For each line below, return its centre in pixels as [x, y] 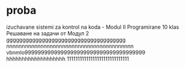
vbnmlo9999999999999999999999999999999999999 [76, 52]
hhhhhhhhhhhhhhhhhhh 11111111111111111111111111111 [68, 59]
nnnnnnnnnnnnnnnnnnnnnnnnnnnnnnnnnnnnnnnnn [70, 46]
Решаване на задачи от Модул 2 [48, 33]
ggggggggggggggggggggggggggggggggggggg [66, 39]
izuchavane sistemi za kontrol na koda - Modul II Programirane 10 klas [92, 27]
